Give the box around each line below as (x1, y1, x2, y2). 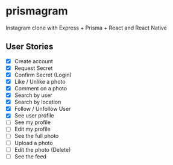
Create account (14, 57, 54, 64)
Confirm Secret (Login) (14, 71, 72, 78)
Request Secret (14, 64, 53, 72)
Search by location (14, 98, 61, 106)
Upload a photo (14, 139, 53, 146)
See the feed (14, 152, 46, 160)
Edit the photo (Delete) (14, 146, 71, 153)
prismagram (5, 4, 68, 18)
